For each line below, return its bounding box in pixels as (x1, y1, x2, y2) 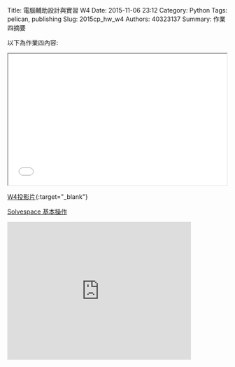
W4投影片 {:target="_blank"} (7, 193, 89, 201)
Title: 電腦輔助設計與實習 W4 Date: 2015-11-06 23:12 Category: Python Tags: (7, 6, 228, 14)
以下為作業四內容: (7, 39, 59, 47)
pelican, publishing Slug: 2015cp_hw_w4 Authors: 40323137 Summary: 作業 (7, 15, 226, 23)
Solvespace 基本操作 (7, 207, 68, 216)
